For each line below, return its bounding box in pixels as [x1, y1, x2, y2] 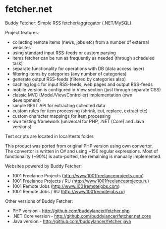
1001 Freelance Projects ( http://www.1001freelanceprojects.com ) [12, 172, 144, 178]
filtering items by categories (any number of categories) [12, 71, 127, 76]
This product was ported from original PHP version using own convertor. [5, 143, 153, 149]
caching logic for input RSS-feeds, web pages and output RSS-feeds [12, 81, 153, 87]
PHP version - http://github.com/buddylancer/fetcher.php [12, 208, 130, 214]
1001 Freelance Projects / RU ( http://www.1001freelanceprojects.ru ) [12, 178, 150, 184]
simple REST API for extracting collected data [12, 102, 106, 108]
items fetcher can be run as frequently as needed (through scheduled [12, 55, 155, 61]
